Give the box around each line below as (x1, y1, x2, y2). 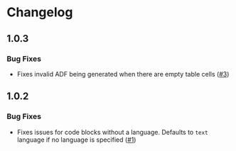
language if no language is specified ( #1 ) (16, 135, 136, 144)
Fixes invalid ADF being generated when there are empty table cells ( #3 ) (16, 69, 230, 78)
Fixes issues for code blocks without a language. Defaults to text (16, 128, 208, 136)
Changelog (6, 4, 73, 21)
